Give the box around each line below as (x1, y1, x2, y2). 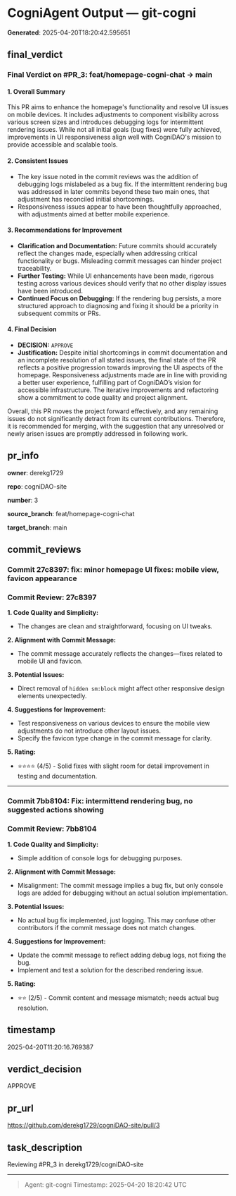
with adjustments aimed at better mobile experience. (17, 209, 170, 218)
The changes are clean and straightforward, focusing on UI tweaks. (17, 622, 213, 630)
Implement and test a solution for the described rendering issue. (17, 965, 204, 974)
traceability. (17, 264, 52, 272)
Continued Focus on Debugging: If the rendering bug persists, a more (17, 294, 222, 303)
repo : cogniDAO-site (7, 482, 67, 491)
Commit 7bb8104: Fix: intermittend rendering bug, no (7, 796, 193, 806)
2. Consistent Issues (7, 157, 69, 165)
